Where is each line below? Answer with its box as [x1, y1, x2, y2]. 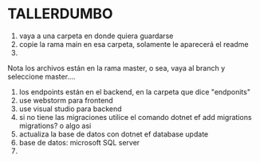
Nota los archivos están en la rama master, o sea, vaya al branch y [7, 63, 226, 72]
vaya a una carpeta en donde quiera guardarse [18, 31, 174, 40]
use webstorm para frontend [18, 95, 113, 105]
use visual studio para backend [18, 104, 122, 114]
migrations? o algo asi [18, 121, 92, 130]
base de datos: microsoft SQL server [18, 137, 140, 147]
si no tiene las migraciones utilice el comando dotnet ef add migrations [18, 112, 252, 121]
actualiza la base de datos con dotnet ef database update [18, 129, 209, 139]
